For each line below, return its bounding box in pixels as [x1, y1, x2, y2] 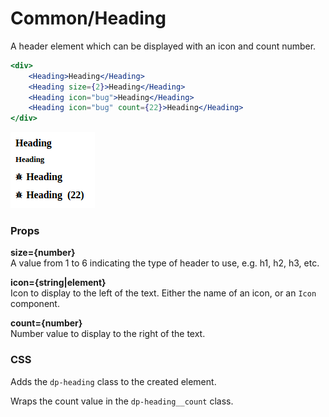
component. [10, 298, 60, 310]
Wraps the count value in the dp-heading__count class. [10, 395, 234, 407]
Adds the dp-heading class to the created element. [10, 375, 217, 387]
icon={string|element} [10, 277, 107, 289]
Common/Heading [10, 7, 167, 30]
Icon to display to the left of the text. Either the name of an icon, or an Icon [10, 287, 317, 299]
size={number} [10, 247, 76, 259]
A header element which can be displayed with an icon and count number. [10, 40, 317, 52]
